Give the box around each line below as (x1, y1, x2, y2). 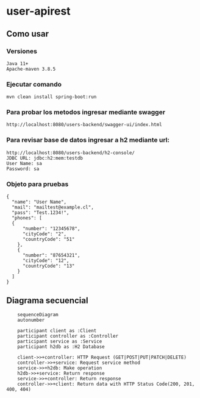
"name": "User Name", (12, 199, 67, 205)
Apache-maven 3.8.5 (6, 66, 56, 72)
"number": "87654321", (22, 252, 80, 258)
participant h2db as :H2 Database (17, 343, 105, 350)
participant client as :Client (17, 327, 97, 333)
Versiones (6, 47, 38, 55)
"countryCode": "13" (22, 263, 75, 269)
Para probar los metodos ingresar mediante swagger (6, 108, 166, 116)
